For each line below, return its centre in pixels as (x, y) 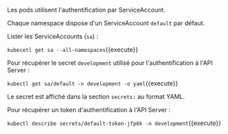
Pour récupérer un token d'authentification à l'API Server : (89, 110)
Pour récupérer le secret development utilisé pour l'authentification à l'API (110, 63)
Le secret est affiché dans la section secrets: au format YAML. (96, 96)
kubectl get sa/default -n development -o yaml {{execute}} (93, 83)
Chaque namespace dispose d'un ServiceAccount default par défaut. (106, 23)
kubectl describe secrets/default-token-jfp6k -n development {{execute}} (114, 123)
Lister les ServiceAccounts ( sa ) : (53, 36)
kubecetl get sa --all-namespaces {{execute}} (73, 50)
